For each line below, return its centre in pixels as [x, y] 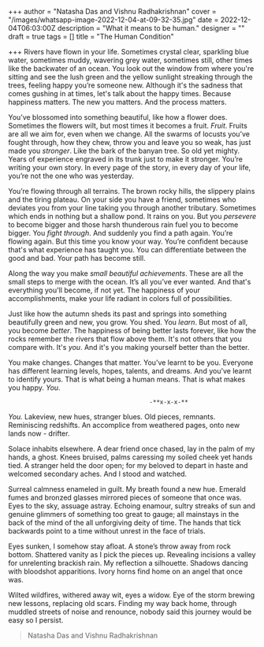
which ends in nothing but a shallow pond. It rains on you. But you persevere [132, 216]
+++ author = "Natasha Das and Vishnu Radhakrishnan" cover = [112, 11]
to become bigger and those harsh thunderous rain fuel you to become [123, 225]
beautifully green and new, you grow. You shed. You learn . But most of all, [128, 322]
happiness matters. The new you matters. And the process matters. [117, 102]
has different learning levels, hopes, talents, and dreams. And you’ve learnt [130, 371]
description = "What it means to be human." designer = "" [151, 28]
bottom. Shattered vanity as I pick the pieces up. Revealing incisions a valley [132, 554]
